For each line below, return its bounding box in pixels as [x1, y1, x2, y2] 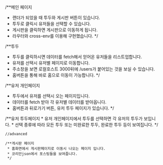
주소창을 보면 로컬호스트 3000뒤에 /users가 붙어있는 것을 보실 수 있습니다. [12, 66, 155, 72]
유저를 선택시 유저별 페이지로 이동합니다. [12, 60, 90, 66]
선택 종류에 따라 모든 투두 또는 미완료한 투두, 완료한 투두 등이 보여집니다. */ [14, 122, 159, 127]
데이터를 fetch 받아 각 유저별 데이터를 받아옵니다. [12, 99, 107, 105]
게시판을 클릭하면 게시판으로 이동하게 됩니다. [12, 27, 98, 33]
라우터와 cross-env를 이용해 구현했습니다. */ [12, 33, 98, 39]
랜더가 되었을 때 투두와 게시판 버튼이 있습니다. [12, 15, 101, 21]
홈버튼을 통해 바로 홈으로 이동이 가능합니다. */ [12, 72, 100, 78]
